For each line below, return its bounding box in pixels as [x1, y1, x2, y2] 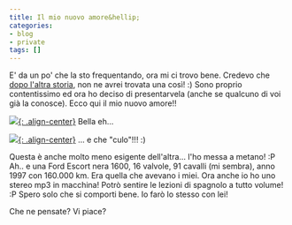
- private [9, 37, 46, 47]
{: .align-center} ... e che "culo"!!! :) [18, 134, 146, 146]
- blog [9, 29, 34, 38]
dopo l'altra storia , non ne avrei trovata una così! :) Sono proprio [9, 79, 242, 90]
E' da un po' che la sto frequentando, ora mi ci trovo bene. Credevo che [9, 70, 270, 80]
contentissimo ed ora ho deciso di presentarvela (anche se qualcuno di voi [9, 89, 281, 100]
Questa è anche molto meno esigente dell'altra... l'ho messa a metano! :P [9, 152, 276, 162]
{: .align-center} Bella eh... [18, 116, 114, 127]
